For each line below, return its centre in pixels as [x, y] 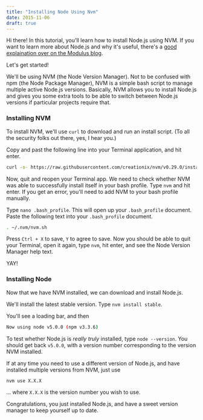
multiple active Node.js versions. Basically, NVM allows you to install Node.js [101, 90]
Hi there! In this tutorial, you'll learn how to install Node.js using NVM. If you [100, 41]
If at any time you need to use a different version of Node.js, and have [93, 363]
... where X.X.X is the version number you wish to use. [73, 392]
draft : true [21, 23]
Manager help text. [30, 252]
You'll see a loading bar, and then [48, 316]
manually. [18, 198]
